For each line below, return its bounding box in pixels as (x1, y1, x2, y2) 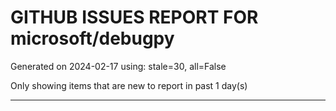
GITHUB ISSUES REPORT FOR (10, 6, 259, 29)
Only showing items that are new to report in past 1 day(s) (10, 79, 248, 91)
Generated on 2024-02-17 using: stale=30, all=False (10, 60, 227, 72)
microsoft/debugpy (10, 27, 175, 50)
